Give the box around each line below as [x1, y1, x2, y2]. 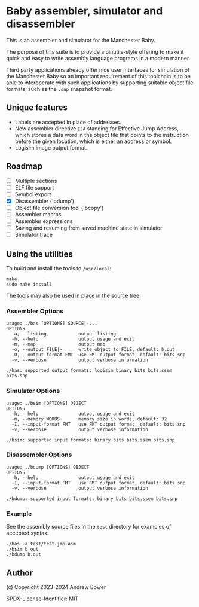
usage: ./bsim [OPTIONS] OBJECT [6, 400, 87, 406]
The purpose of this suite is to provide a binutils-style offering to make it [6, 48, 184, 55]
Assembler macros [14, 211, 62, 218]
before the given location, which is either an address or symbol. [14, 138, 172, 145]
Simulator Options [6, 387, 60, 395]
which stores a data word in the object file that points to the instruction [14, 131, 189, 138]
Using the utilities [6, 249, 73, 259]
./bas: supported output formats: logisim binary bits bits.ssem [6, 368, 172, 374]
